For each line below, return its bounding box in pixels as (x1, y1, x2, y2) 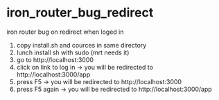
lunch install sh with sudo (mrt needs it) (16, 48, 130, 57)
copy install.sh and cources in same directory (16, 41, 147, 49)
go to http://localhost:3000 (16, 55, 94, 63)
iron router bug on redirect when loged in (6, 28, 124, 36)
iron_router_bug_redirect (6, 5, 154, 21)
